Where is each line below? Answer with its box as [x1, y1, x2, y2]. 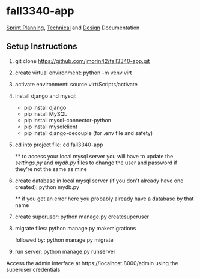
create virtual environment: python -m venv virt [14, 69, 132, 76]
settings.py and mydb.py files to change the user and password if [14, 159, 177, 166]
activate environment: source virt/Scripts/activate [14, 80, 138, 88]
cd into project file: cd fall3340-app [14, 141, 103, 148]
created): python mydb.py [14, 183, 80, 190]
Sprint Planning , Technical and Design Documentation [6, 24, 140, 31]
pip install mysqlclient [23, 123, 78, 130]
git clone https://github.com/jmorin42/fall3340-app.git [14, 57, 150, 64]
